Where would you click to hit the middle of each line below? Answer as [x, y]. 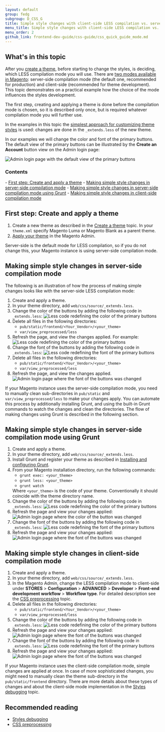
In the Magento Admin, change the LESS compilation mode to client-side [86, 583]
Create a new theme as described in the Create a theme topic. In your [82, 225]
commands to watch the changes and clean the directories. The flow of [77, 409]
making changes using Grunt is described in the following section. [72, 414]
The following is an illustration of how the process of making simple [73, 285]
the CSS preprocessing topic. [42, 599]
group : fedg [17, 14]
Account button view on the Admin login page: [52, 149]
